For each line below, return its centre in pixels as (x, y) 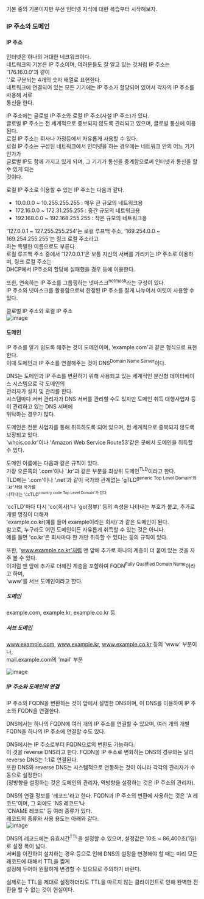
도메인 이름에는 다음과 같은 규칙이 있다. (53, 463)
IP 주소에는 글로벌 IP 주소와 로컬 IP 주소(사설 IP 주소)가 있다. (78, 116)
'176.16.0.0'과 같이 (28, 72)
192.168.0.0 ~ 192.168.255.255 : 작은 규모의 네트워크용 (81, 218)
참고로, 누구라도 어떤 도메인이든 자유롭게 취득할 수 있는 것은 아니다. (86, 529)
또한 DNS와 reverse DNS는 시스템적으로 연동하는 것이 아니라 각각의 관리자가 (98, 768)
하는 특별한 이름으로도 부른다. (41, 246)
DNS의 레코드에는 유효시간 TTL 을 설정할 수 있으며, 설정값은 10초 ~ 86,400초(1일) (102, 838)
